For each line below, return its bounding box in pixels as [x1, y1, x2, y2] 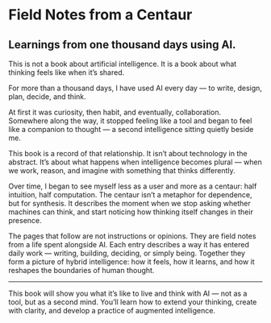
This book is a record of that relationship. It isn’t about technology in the [8, 149, 248, 158]
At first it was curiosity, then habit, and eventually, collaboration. [8, 107, 222, 117]
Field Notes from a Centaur [8, 6, 193, 24]
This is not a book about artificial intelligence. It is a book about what [8, 59, 237, 68]
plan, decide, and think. [8, 92, 86, 101]
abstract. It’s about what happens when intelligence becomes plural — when [8, 157, 262, 167]
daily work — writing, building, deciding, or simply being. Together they [8, 248, 246, 258]
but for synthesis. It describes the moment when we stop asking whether [8, 199, 252, 208]
